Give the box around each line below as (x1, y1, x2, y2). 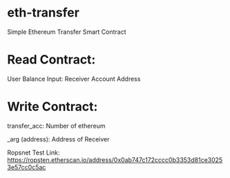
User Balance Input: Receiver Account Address (7, 75, 141, 83)
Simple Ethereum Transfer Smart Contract (7, 28, 126, 36)
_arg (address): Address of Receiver (7, 135, 110, 143)
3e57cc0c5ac (7, 163, 46, 171)
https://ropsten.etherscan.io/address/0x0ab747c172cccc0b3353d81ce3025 (7, 155, 223, 164)
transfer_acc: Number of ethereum (7, 121, 106, 130)
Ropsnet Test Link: (7, 148, 60, 157)
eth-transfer (7, 5, 79, 21)
